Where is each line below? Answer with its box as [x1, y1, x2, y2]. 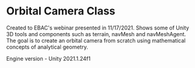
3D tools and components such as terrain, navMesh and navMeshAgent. [6, 30, 186, 37]
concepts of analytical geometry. [6, 43, 89, 51]
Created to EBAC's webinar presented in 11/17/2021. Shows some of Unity [6, 24, 190, 31]
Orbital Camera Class [6, 4, 116, 18]
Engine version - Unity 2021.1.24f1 [6, 55, 91, 62]
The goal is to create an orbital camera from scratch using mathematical [6, 37, 186, 44]
